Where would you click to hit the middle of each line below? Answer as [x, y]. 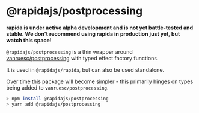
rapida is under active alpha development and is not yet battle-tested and [100, 28]
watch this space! [29, 40]
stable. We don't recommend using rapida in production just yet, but [93, 33]
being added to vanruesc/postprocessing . [58, 87]
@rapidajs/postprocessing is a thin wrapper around [70, 51]
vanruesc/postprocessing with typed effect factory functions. [82, 58]
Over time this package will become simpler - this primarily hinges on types [100, 81]
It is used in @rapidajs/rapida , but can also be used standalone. [85, 69]
